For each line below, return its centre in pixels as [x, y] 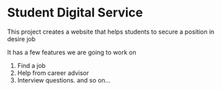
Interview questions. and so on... [64, 80]
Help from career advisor [53, 73]
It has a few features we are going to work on [72, 52]
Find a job [32, 65]
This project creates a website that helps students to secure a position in [111, 32]
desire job [21, 38]
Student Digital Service [75, 13]
